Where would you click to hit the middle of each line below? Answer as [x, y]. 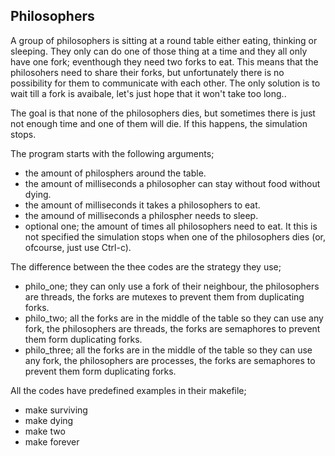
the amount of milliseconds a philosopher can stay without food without [172, 183]
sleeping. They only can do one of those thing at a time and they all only [159, 51]
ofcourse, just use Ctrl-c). [78, 247]
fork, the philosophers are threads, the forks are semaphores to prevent [172, 328]
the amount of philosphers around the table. [115, 173]
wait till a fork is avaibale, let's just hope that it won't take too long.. [148, 93]
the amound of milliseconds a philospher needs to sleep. [141, 215]
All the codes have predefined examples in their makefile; [128, 390]
